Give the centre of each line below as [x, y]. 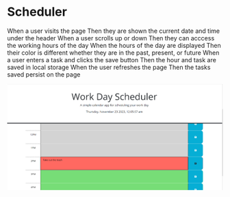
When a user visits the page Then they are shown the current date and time [114, 31]
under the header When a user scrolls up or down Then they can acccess [111, 38]
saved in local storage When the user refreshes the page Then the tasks [109, 67]
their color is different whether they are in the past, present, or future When [113, 53]
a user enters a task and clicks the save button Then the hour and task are [112, 60]
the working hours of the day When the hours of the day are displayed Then [114, 45]
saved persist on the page [44, 74]
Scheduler [37, 12]
